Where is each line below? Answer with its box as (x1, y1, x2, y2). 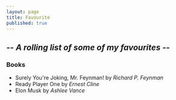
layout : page (6, 8, 39, 15)
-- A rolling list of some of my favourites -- (6, 42, 170, 52)
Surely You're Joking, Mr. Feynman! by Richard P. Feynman (15, 74, 164, 81)
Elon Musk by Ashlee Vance (15, 87, 85, 94)
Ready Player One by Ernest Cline (15, 81, 100, 88)
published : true (6, 20, 47, 26)
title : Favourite (6, 14, 50, 20)
